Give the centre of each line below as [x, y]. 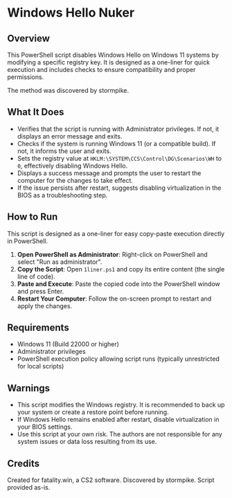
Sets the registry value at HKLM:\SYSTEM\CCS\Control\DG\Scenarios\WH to [119, 158]
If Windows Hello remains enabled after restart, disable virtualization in [118, 420]
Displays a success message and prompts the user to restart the [109, 173]
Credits [24, 463]
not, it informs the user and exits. [64, 151]
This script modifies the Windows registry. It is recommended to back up [121, 405]
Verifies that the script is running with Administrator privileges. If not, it [118, 129]
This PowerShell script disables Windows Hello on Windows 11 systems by [113, 55]
